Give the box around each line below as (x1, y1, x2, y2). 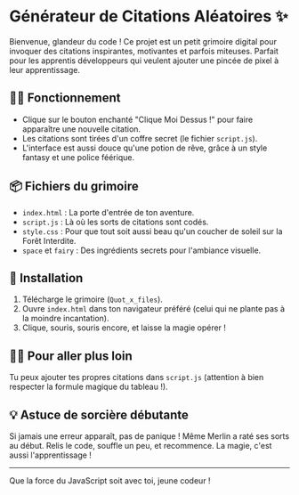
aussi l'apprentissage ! (9, 450, 92, 460)
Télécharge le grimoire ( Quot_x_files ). (21, 294, 163, 304)
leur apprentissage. (9, 64, 80, 75)
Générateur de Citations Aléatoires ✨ (9, 6, 289, 27)
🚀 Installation (9, 270, 84, 286)
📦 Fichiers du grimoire (9, 179, 140, 194)
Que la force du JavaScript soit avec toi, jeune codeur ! (9, 475, 211, 486)
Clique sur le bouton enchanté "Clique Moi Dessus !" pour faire (21, 114, 254, 125)
